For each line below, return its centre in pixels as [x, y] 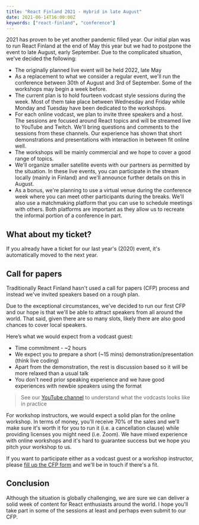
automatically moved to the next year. [52, 255]
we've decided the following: [42, 59]
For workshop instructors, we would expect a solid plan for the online [91, 415]
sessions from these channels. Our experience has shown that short [98, 133]
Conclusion [28, 484]
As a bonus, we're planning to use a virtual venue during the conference [103, 190]
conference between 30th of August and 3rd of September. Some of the [103, 83]
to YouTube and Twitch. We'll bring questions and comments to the [97, 127]
